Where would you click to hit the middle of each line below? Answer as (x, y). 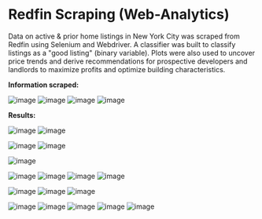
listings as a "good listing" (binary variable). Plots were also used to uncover (132, 53)
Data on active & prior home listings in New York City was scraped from (124, 36)
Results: (22, 115)
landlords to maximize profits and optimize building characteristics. (117, 69)
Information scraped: (44, 85)
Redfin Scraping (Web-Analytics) (119, 15)
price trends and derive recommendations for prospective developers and (128, 61)
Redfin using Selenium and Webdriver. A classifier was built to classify (122, 44)
